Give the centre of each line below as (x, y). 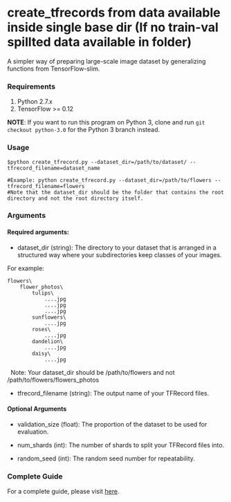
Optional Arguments (37, 409)
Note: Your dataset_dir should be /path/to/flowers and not (92, 372)
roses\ (41, 329)
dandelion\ (48, 341)
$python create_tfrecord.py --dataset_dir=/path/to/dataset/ (97, 162)
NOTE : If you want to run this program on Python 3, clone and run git (106, 122)
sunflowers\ (49, 317)
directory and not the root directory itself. (75, 198)
